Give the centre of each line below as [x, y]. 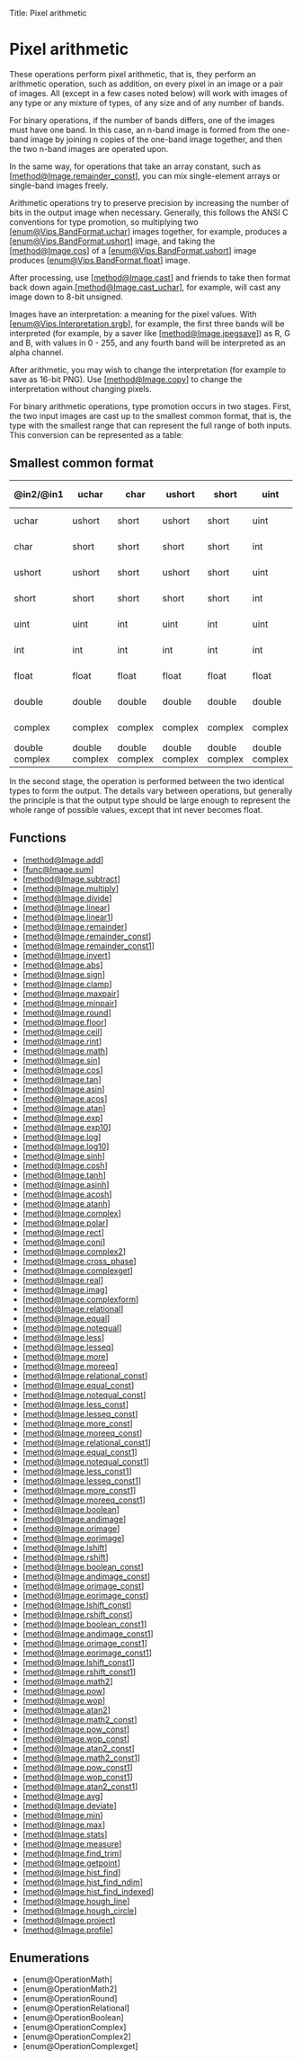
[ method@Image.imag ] [65, 1289]
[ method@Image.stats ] [65, 1834]
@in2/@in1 [39, 494]
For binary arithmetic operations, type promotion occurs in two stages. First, [151, 406]
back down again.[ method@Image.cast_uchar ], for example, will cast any [145, 287]
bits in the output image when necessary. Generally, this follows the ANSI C [149, 212]
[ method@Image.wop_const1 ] [77, 1777]
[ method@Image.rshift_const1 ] [79, 1672]
